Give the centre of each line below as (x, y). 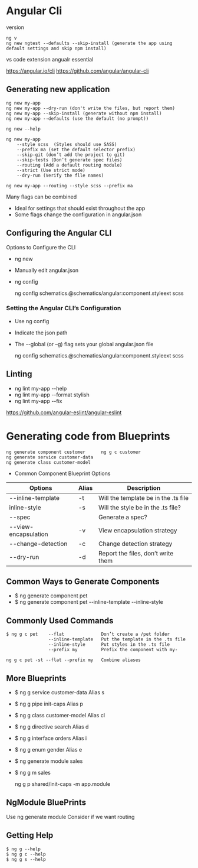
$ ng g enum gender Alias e (48, 750)
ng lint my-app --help (41, 388)
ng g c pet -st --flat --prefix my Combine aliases (74, 660)
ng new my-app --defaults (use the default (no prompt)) (77, 118)
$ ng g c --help (26, 854)
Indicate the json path (41, 333)
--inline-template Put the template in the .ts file (117, 639)
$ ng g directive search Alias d (52, 727)
